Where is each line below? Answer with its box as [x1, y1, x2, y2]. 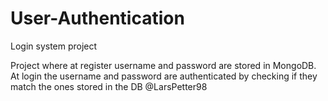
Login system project [10, 40, 98, 52]
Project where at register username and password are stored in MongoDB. [10, 59, 317, 71]
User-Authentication [10, 7, 185, 30]
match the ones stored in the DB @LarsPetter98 [10, 80, 208, 92]
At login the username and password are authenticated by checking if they [10, 70, 318, 82]
